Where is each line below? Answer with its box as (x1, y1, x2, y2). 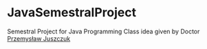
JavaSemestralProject (7, 5, 136, 20)
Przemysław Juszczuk (7, 34, 71, 42)
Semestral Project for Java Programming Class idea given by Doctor (7, 27, 200, 35)
